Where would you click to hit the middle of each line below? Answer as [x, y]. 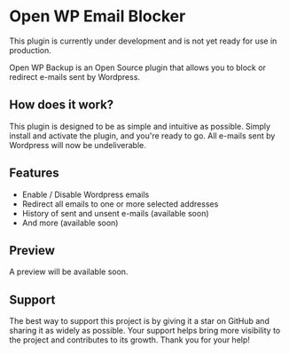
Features [34, 173]
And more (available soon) [70, 223]
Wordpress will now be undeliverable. [78, 145]
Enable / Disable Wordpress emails [86, 194]
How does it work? [62, 105]
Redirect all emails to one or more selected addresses [120, 204]
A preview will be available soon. [69, 271]
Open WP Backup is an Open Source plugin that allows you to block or [137, 67]
